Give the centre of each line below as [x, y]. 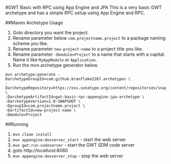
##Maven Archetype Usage [34, 23]
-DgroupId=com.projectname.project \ [45, 106]
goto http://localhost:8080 [40, 150]
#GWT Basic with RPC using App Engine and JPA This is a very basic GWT [83, 7]
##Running [17, 124]
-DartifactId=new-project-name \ [41, 110]
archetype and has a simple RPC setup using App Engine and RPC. [75, 13]
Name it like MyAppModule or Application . [55, 60]
